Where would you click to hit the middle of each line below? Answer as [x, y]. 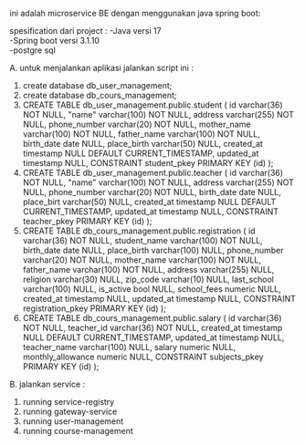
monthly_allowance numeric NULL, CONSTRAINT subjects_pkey [143, 357]
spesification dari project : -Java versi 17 [85, 31]
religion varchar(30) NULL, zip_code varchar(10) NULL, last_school [148, 279]
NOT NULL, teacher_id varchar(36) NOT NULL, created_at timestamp [152, 328]
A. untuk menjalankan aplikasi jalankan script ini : [102, 68]
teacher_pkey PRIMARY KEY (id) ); [87, 221]
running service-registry [68, 402]
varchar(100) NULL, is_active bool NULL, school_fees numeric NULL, [152, 289]
